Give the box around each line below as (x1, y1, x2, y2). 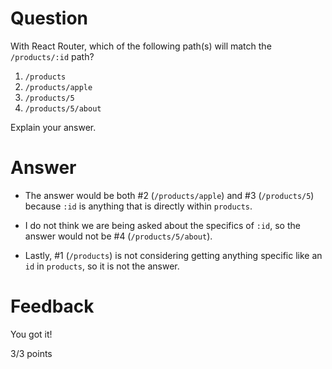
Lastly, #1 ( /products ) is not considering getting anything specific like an (24, 249, 323, 261)
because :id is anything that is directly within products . (24, 200, 253, 212)
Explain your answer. (10, 121, 97, 133)
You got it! (10, 328, 53, 340)
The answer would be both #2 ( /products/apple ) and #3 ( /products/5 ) (24, 189, 315, 201)
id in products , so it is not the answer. (24, 260, 180, 272)
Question (10, 7, 88, 30)
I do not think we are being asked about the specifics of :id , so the (24, 219, 301, 231)
